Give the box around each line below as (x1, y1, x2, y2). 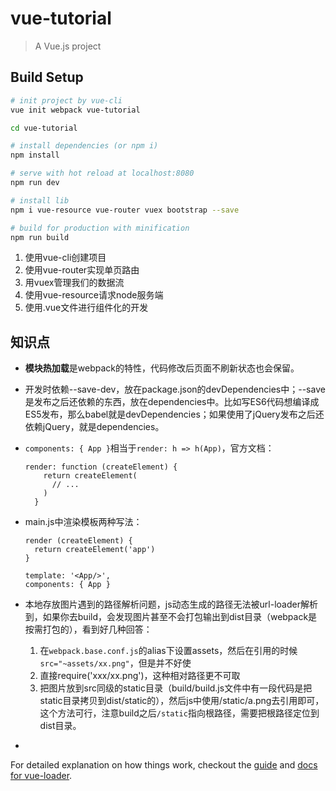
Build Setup (10, 69, 84, 86)
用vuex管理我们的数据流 (24, 277, 125, 289)
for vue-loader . (10, 770, 73, 782)
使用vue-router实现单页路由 (24, 264, 140, 276)
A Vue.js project (34, 40, 102, 52)
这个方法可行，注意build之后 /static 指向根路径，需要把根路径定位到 (39, 707, 320, 719)
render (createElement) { (24, 536, 133, 546)
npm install (10, 150, 60, 161)
